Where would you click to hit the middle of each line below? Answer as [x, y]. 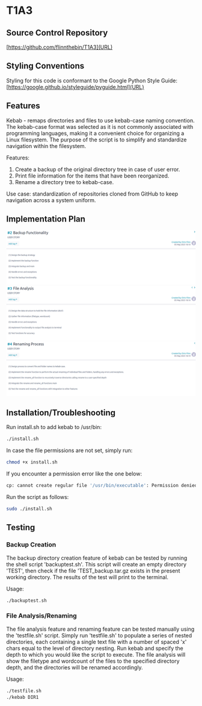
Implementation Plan [46, 219]
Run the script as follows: [38, 497]
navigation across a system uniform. [51, 200]
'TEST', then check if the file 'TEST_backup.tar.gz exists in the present [93, 571]
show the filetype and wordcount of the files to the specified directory [93, 661]
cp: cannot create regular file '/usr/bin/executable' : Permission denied [102, 486]
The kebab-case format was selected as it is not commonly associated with [100, 126]
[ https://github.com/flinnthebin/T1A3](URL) [60, 47]
